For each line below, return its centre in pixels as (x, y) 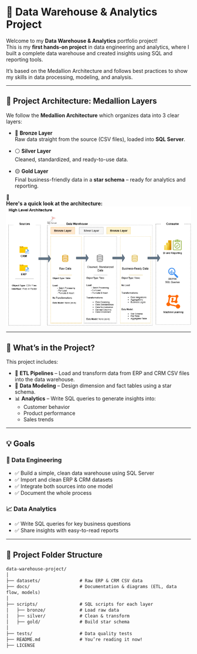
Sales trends (38, 420)
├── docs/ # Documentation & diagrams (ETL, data (91, 586)
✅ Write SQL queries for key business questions (72, 524)
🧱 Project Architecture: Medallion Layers (81, 101)
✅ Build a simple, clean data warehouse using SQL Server (84, 473)
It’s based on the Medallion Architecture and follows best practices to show (97, 71)
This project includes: (32, 362)
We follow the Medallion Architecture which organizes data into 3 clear (93, 115)
